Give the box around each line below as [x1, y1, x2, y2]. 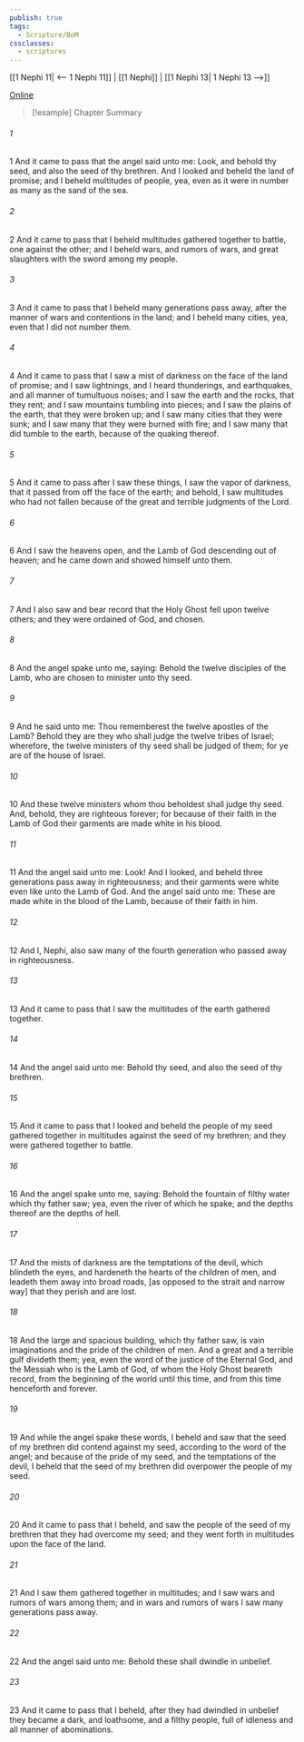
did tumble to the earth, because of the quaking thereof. [9, 428, 220, 438]
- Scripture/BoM [17, 30, 79, 39]
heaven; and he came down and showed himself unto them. [9, 555, 233, 566]
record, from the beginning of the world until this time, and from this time [9, 1373, 282, 1384]
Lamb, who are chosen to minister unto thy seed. [9, 672, 192, 683]
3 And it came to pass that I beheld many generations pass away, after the [9, 301, 288, 313]
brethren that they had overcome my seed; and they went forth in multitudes [9, 1529, 295, 1540]
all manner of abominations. [9, 1724, 113, 1735]
